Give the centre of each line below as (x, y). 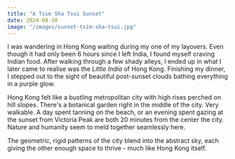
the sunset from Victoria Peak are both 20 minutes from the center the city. (116, 120)
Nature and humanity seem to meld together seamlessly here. (96, 127)
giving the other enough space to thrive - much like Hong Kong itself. (107, 148)
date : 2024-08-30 (33, 20)
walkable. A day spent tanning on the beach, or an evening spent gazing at (115, 112)
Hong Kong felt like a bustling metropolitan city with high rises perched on (114, 97)
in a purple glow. (31, 84)
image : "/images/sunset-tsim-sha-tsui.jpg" (72, 27)
